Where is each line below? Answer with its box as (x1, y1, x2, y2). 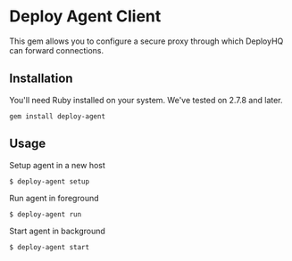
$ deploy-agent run (9, 209, 82, 219)
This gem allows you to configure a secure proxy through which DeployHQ (9, 36, 284, 46)
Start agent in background (9, 225, 105, 236)
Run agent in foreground (9, 192, 100, 203)
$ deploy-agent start (9, 242, 90, 251)
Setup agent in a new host (9, 159, 105, 170)
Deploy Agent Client (9, 6, 162, 27)
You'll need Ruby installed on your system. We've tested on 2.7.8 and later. (9, 94, 283, 105)
